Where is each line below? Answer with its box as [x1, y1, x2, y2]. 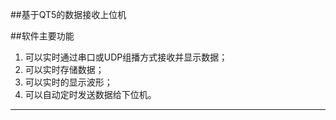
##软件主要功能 [10, 30, 75, 42]
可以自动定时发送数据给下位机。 [24, 89, 157, 100]
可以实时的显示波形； [24, 76, 113, 88]
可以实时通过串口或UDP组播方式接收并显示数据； [24, 51, 228, 63]
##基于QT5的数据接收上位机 [10, 9, 127, 20]
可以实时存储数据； [24, 64, 105, 75]
